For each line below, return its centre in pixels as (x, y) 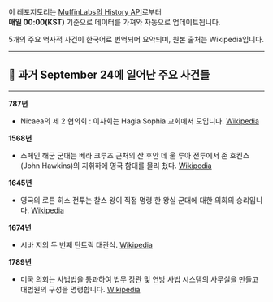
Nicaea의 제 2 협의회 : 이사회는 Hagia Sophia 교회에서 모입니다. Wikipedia (140, 121)
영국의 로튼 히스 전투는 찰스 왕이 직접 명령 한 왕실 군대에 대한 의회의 (127, 200)
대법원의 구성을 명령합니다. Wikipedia (80, 289)
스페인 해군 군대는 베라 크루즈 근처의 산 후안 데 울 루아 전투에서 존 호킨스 (135, 155)
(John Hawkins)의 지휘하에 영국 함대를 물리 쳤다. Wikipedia (116, 166)
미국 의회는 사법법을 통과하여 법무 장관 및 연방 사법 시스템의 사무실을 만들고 (139, 279)
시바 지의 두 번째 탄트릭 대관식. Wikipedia (86, 244)
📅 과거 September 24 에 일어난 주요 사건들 (109, 75)
